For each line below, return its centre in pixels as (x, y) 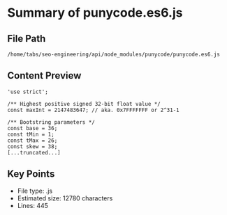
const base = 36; (32, 128)
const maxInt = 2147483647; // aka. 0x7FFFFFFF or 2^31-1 (93, 110)
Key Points (31, 174)
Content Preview (44, 75)
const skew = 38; (32, 146)
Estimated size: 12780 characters (65, 198)
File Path (27, 39)
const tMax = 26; (32, 141)
